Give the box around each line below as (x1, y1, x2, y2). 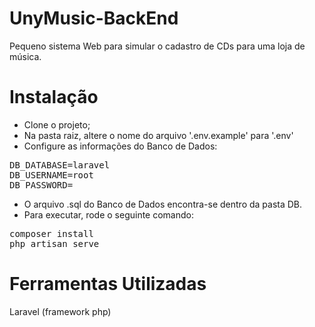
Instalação (9, 86, 99, 109)
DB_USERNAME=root (9, 169, 94, 181)
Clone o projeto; (23, 118, 91, 131)
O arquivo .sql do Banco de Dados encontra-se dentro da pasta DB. (23, 198, 303, 210)
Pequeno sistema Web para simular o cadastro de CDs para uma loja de (9, 40, 306, 52)
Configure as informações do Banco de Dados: (23, 140, 218, 152)
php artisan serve (9, 238, 100, 249)
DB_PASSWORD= (9, 179, 74, 191)
